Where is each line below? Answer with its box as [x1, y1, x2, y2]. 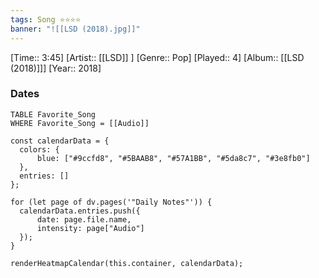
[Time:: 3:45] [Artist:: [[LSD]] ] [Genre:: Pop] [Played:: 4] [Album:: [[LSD [10, 51, 305, 63]
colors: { [19, 144, 60, 155]
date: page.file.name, [36, 214, 132, 225]
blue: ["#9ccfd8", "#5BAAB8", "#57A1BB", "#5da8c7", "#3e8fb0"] [36, 153, 311, 163]
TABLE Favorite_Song [10, 109, 97, 120]
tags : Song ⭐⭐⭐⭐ [10, 14, 82, 25]
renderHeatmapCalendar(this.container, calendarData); [10, 258, 244, 268]
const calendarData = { [10, 136, 110, 146]
